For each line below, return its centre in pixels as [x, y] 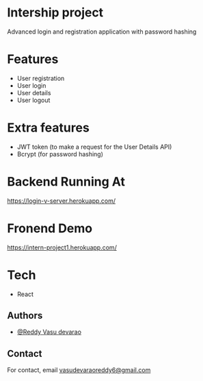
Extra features [49, 128]
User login [31, 85]
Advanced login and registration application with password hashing [102, 32]
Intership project [55, 13]
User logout [33, 100]
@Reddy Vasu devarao [49, 332]
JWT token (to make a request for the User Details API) [94, 147]
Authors [25, 316]
